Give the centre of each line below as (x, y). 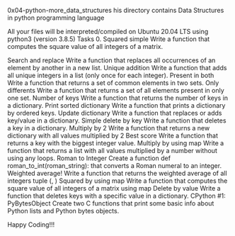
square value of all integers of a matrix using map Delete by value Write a (114, 188)
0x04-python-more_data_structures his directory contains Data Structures (116, 10)
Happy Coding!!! (31, 225)
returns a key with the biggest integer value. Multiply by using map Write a (116, 143)
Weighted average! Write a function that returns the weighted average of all (117, 173)
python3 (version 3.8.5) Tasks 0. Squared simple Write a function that (109, 39)
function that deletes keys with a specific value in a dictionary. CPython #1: (116, 196)
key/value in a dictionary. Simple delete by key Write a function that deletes (117, 120)
